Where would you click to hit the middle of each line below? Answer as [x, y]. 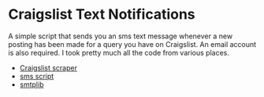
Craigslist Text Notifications [102, 14]
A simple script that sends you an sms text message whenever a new [121, 36]
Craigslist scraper [48, 67]
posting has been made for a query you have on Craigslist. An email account [132, 44]
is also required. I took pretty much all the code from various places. [119, 52]
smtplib [32, 84]
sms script [37, 76]
